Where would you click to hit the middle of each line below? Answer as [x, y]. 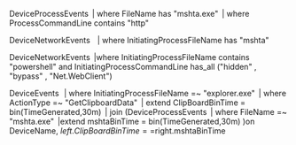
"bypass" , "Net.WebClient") [61, 76]
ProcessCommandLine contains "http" [79, 23]
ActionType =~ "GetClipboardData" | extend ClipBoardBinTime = [128, 103]
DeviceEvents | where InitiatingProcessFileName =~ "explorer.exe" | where [148, 93]
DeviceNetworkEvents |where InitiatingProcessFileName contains [129, 57]
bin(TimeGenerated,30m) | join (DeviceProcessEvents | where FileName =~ [148, 112]
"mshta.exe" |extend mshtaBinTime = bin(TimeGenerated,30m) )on [132, 121]
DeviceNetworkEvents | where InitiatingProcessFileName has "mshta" [139, 40]
